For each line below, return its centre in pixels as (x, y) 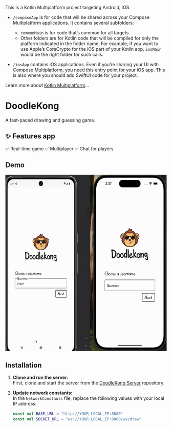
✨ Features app (30, 136)
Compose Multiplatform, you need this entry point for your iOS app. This (89, 70)
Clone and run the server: (40, 378)
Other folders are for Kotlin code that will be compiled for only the (90, 38)
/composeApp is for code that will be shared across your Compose (81, 17)
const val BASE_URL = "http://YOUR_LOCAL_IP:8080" (68, 414)
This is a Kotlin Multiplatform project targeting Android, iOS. (68, 7)
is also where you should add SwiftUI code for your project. (75, 75)
